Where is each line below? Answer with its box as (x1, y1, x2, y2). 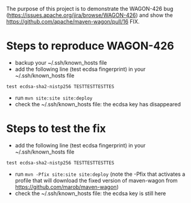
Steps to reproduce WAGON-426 (6, 39, 175, 53)
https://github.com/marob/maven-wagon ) (14, 183, 119, 190)
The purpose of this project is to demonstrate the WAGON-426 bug (6, 5, 174, 12)
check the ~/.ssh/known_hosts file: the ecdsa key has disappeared (14, 100, 181, 108)
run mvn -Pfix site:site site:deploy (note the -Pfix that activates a (14, 170, 186, 178)
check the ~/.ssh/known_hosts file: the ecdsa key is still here (14, 190, 166, 197)
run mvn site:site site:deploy (14, 94, 93, 101)
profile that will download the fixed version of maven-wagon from (14, 176, 178, 184)
